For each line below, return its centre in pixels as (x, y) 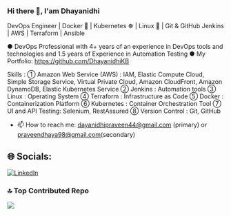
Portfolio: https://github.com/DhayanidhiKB (68, 61)
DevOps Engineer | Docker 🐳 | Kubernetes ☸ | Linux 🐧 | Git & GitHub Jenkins (115, 26)
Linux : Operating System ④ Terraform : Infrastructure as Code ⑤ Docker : (115, 96)
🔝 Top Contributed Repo (48, 191)
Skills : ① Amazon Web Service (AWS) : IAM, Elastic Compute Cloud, (106, 74)
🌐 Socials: (30, 156)
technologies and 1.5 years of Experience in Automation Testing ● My (106, 54)
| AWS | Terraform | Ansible (46, 33)
